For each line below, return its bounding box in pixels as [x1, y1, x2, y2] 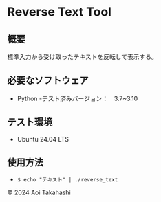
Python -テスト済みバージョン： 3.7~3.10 [17, 94, 138, 102]
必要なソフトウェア [7, 75, 89, 87]
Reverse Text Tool [7, 4, 112, 20]
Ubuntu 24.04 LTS [17, 135, 69, 143]
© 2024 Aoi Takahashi [7, 188, 71, 197]
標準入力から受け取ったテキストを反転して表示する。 [7, 53, 158, 60]
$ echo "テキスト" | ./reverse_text [17, 177, 118, 183]
